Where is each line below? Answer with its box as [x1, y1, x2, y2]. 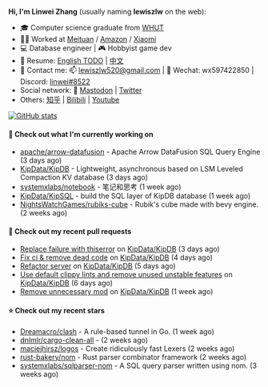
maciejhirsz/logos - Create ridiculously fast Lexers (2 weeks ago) [19, 344, 235, 353]
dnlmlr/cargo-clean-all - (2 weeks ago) [19, 335, 149, 345]
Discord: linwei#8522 [19, 77, 90, 87]
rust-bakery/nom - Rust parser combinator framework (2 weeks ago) [19, 352, 247, 361]
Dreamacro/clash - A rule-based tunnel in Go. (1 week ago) [19, 326, 214, 336]
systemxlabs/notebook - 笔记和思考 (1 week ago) [19, 182, 182, 191]
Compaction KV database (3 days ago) [19, 172, 148, 183]
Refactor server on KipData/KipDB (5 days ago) [19, 261, 176, 271]
